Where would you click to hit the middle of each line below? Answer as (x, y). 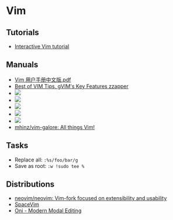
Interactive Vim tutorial (42, 46)
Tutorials (23, 32)
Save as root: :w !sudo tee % (49, 166)
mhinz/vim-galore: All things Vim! (55, 127)
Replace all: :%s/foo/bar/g (46, 160)
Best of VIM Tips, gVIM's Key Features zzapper (71, 86)
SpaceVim (27, 204)
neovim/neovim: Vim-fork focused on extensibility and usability (91, 198)
